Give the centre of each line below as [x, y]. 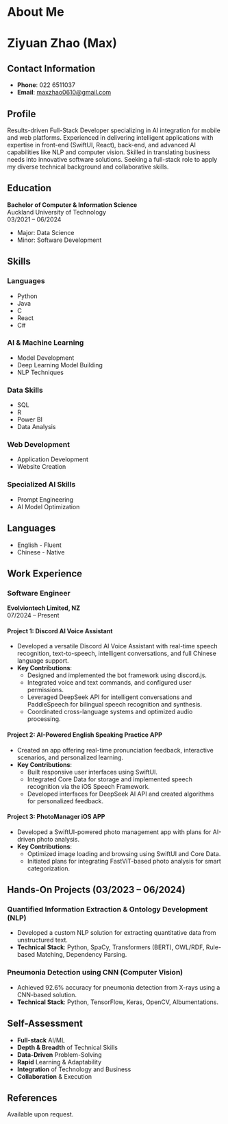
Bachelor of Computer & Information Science [72, 205]
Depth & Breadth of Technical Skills [67, 1047]
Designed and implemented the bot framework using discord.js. [117, 675]
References [32, 1098]
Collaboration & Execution [54, 1076]
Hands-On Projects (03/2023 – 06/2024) [97, 890]
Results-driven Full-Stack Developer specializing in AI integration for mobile [114, 130]
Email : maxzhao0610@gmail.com [64, 93]
